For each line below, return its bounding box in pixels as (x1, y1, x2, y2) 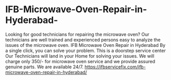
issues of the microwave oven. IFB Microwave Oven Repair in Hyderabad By (5, 42, 165, 48)
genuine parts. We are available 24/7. (5, 64, 83, 70)
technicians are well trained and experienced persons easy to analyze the (5, 37, 161, 43)
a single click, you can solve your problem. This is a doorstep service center (5, 47, 166, 54)
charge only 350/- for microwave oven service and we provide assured (5, 58, 155, 64)
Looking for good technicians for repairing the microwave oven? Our (5, 31, 149, 37)
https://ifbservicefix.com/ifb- (84, 64, 146, 70)
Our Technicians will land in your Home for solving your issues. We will (5, 52, 155, 59)
